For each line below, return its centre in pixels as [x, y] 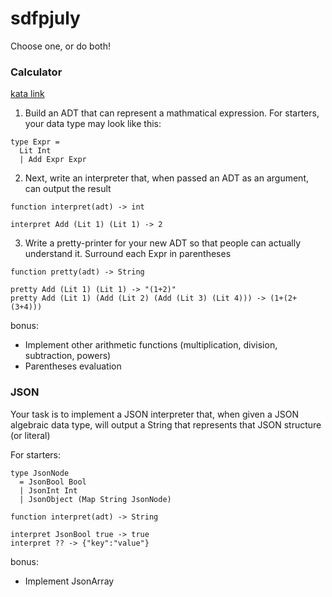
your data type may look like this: [93, 124]
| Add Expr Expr [53, 160]
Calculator [36, 72]
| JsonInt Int [48, 490]
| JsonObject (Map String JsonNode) [95, 499]
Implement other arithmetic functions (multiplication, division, [151, 345]
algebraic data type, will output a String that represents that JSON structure [166, 424]
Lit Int [35, 151]
